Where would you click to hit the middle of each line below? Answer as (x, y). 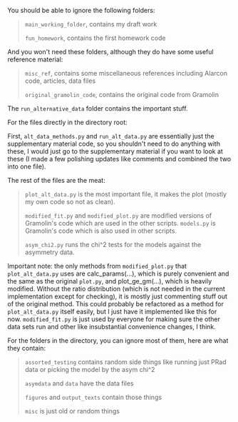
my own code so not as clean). (70, 202)
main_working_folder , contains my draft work (91, 24)
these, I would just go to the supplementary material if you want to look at (115, 151)
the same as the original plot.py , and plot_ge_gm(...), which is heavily (110, 281)
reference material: (35, 59)
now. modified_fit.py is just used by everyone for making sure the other (114, 319)
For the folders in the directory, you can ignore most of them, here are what (118, 341)
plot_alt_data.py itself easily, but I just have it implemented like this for (112, 311)
